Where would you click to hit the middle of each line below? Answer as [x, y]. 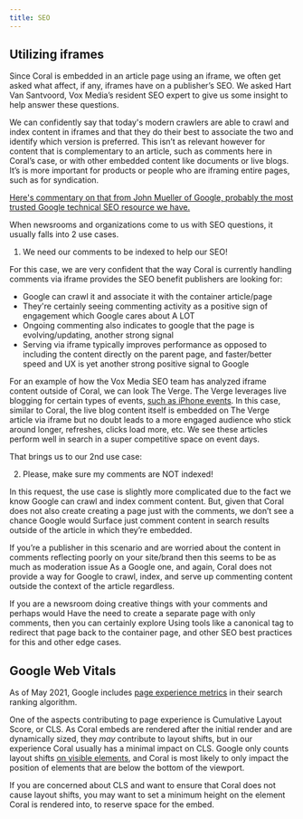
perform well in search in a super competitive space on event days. [135, 439]
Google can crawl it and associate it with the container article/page [147, 297]
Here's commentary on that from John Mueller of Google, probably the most [151, 198]
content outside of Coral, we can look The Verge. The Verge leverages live [148, 391]
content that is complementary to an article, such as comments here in [141, 151]
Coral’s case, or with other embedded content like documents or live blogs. [149, 161]
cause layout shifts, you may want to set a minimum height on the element [147, 795]
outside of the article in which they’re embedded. [101, 530]
